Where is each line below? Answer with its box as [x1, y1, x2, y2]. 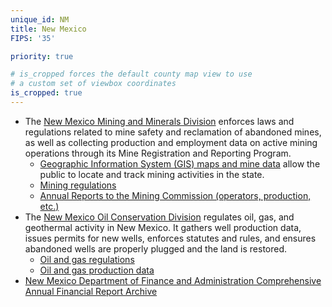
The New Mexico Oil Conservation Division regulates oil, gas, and [24, 211, 295, 223]
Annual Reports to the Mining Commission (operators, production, [39, 189, 312, 201]
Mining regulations [39, 179, 117, 191]
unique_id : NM [10, 14, 70, 25]
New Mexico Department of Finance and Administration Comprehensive [24, 274, 322, 286]
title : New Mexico [10, 24, 87, 34]
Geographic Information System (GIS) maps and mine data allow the [39, 157, 321, 170]
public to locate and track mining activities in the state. [39, 168, 265, 180]
